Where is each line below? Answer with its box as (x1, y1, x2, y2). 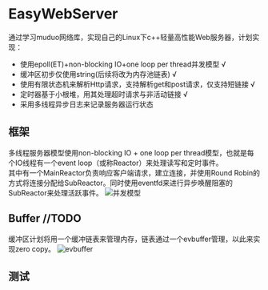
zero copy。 (14, 244, 56, 253)
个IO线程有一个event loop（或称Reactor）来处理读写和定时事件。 (8, 158, 223, 167)
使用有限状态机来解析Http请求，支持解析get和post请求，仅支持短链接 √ (19, 79, 256, 89)
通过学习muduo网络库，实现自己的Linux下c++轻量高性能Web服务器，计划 (8, 32, 253, 42)
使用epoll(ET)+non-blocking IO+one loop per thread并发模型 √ (19, 59, 226, 69)
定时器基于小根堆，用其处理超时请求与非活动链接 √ (19, 89, 188, 99)
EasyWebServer (8, 5, 118, 23)
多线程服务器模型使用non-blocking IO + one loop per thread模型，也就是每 (8, 147, 254, 157)
